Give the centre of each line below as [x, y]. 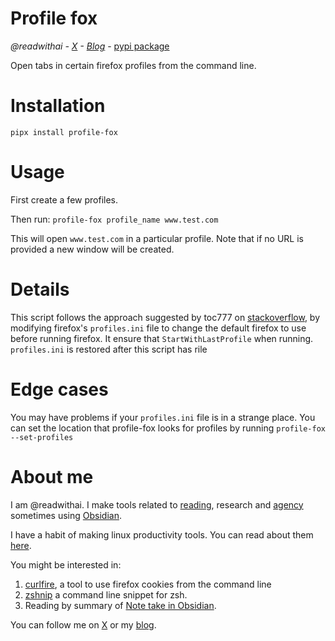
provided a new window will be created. [92, 249]
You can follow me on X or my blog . [83, 624]
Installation [58, 106]
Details [40, 289]
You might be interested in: [66, 564]
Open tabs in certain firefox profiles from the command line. [133, 65]
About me [52, 476]
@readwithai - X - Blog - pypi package [90, 46]
